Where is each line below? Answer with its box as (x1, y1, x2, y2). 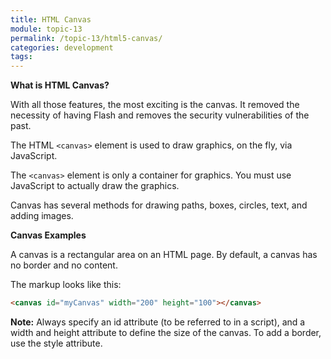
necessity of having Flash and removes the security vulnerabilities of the (10, 109, 310, 121)
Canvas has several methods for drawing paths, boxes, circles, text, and (10, 199, 308, 211)
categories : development (10, 42, 114, 53)
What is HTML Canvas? (10, 79, 110, 91)
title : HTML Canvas (10, 14, 92, 25)
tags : (10, 52, 33, 62)
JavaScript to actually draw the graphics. (10, 180, 180, 192)
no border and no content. (10, 259, 118, 271)
